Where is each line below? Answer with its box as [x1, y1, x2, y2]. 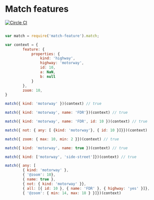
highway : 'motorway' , [40, 60, 84, 66]
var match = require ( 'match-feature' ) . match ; [5, 33, 99, 38]
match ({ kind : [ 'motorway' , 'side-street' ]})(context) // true [5, 154, 137, 159]
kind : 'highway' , [40, 56, 76, 61]
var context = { [5, 42, 38, 47]
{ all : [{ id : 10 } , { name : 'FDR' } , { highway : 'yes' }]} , [22, 186, 150, 191]
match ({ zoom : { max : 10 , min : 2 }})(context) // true [5, 136, 119, 142]
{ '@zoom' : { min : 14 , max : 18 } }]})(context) [22, 190, 121, 196]
